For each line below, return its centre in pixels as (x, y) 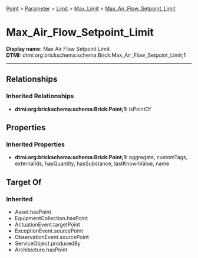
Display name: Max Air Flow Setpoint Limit (58, 49)
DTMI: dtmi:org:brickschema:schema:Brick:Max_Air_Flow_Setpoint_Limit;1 (96, 55)
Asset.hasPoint (33, 212)
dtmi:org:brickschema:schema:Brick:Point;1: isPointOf (83, 109)
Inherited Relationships (40, 96)
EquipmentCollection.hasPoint (51, 218)
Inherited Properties (35, 144)
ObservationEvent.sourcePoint (52, 237)
